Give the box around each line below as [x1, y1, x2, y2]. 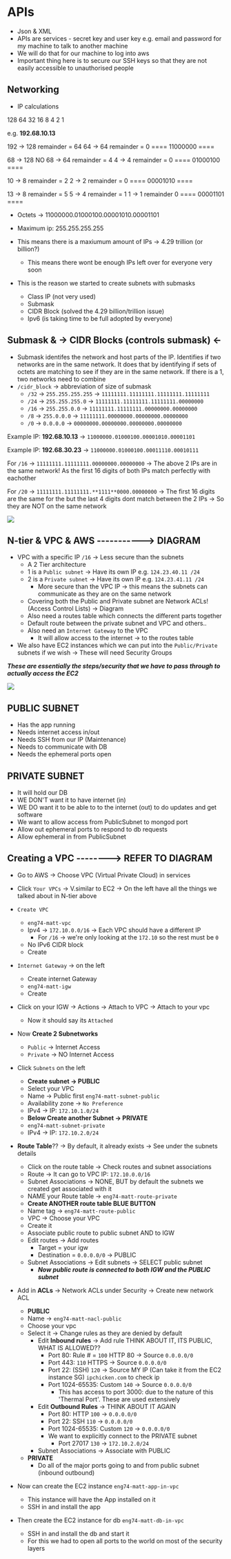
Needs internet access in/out [17, 728, 100, 736]
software [17, 810, 43, 819]
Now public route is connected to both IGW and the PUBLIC [37, 1265, 211, 1273]
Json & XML [17, 27, 52, 35]
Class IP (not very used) [27, 292, 97, 301]
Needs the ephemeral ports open [17, 750, 112, 758]
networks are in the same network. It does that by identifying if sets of [17, 360, 217, 368]
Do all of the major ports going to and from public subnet [37, 1461, 200, 1469]
